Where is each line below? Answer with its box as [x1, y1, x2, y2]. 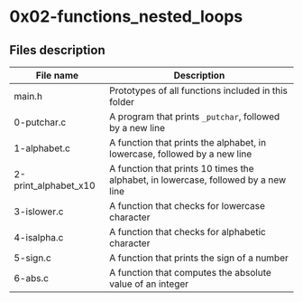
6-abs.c [14, 272, 50, 284]
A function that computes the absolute [109, 267, 272, 278]
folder [109, 96, 135, 108]
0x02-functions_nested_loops [9, 6, 243, 27]
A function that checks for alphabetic [109, 226, 266, 238]
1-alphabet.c [14, 142, 70, 155]
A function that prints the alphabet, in [109, 137, 267, 148]
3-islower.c [14, 205, 64, 218]
